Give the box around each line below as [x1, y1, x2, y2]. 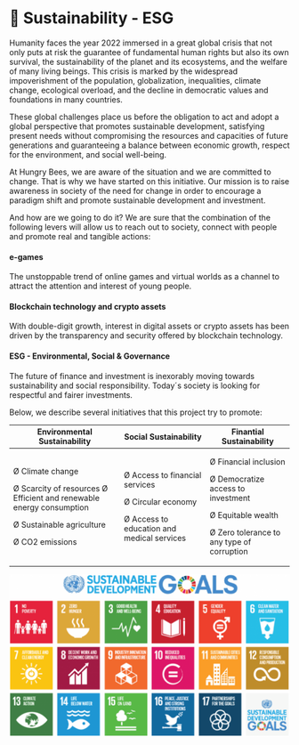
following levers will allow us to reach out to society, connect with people [9, 222, 278, 232]
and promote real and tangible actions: [9, 231, 151, 241]
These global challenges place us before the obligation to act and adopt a [9, 111, 279, 122]
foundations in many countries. [9, 93, 123, 105]
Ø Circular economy [124, 497, 198, 507]
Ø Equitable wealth [209, 510, 279, 521]
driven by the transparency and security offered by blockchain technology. [9, 330, 283, 341]
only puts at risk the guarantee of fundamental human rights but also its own [9, 46, 289, 57]
